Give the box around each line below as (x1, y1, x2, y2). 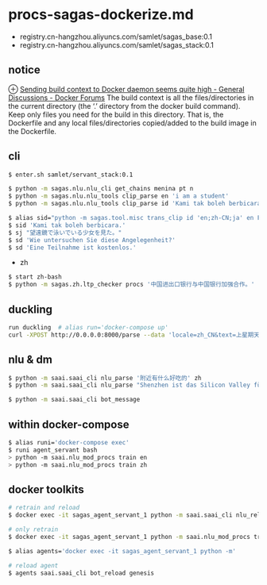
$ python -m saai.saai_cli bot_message (8, 395, 141, 404)
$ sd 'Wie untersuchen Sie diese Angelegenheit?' (8, 236, 176, 244)
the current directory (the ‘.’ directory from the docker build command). (8, 101, 241, 110)
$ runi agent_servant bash (8, 446, 98, 454)
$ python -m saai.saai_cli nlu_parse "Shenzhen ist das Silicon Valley (8, 381, 250, 390)
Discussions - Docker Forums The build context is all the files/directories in (8, 93, 254, 102)
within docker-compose (8, 418, 130, 431)
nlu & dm (8, 353, 53, 367)
